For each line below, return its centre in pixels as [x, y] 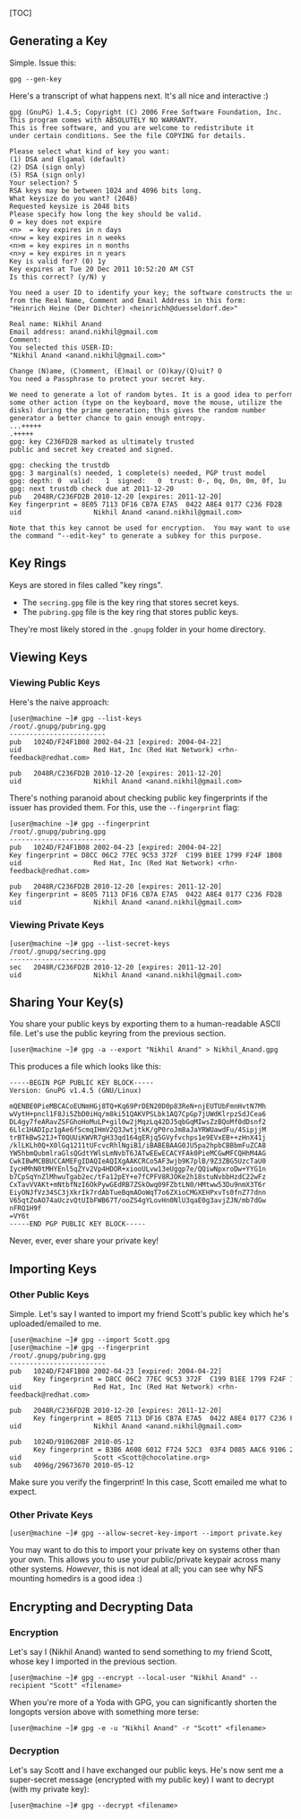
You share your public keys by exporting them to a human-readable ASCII [145, 1024]
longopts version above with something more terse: [104, 1712]
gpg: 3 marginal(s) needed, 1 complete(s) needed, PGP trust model [138, 473]
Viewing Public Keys [55, 682]
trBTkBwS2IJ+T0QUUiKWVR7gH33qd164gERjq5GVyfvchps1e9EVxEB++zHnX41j [138, 1138]
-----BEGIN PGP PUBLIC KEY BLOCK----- [82, 1083]
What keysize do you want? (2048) [74, 198]
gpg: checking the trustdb [60, 465]
